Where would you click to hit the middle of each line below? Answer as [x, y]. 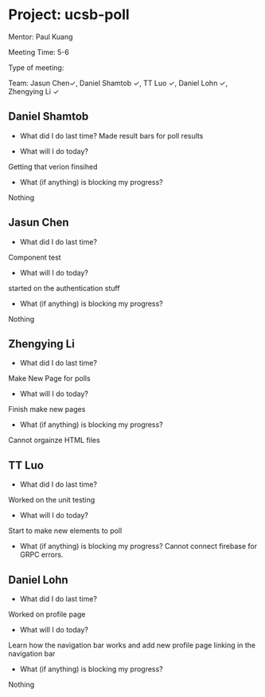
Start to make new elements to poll [65, 531]
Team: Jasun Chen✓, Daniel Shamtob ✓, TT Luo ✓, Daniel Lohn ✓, [118, 83]
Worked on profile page [47, 614]
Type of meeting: [36, 67]
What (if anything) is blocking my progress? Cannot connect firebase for [138, 546]
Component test [35, 257]
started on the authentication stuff [64, 288]
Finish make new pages [47, 409]
